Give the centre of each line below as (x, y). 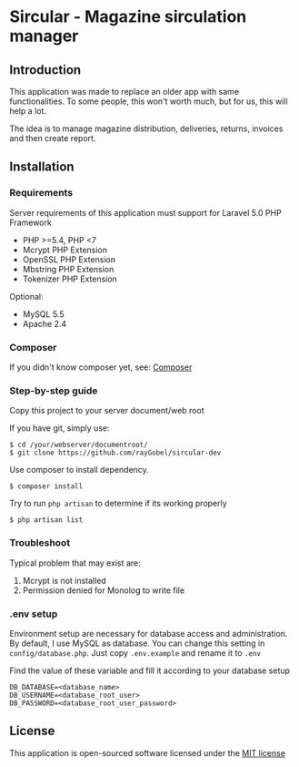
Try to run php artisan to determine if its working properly (118, 504)
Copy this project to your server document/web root (107, 411)
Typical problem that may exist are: (75, 563)
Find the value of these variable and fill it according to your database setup (150, 670)
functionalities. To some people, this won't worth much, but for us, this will (149, 101)
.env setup (34, 614)
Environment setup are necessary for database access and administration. (149, 633)
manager (44, 36)
